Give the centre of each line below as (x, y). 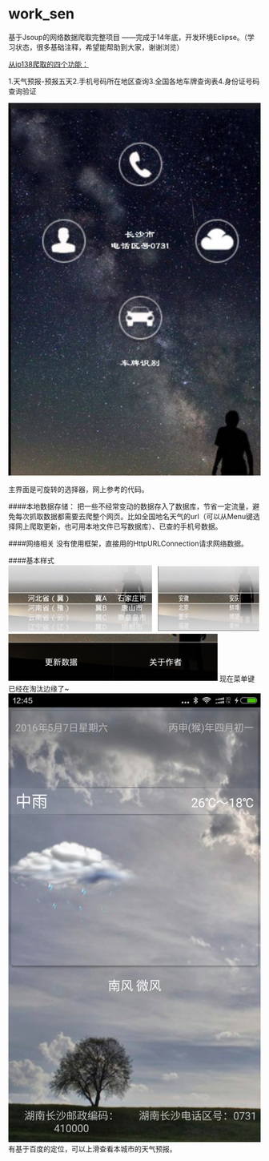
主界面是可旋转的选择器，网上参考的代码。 (78, 490)
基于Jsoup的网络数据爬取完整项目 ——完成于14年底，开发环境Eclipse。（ (128, 37)
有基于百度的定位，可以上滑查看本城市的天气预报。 (92, 1149)
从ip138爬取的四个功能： (49, 64)
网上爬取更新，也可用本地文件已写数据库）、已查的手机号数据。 (118, 526)
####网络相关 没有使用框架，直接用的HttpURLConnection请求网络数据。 (128, 544)
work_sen (41, 14)
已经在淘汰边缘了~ (39, 689)
